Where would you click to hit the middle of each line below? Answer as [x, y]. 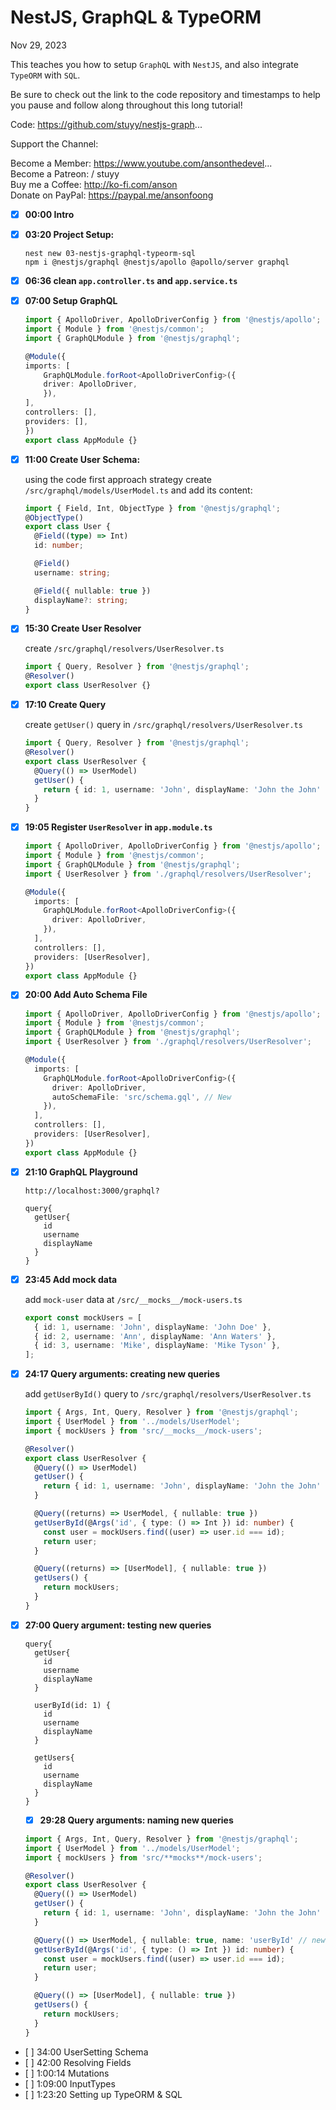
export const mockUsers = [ [83, 1317]
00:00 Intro [49, 214]
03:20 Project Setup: [69, 234]
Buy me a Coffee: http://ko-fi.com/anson [94, 184]
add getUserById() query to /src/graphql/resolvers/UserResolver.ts [168, 1394]
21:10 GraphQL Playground [81, 1172]
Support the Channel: [54, 143]
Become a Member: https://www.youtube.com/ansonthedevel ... [141, 163]
